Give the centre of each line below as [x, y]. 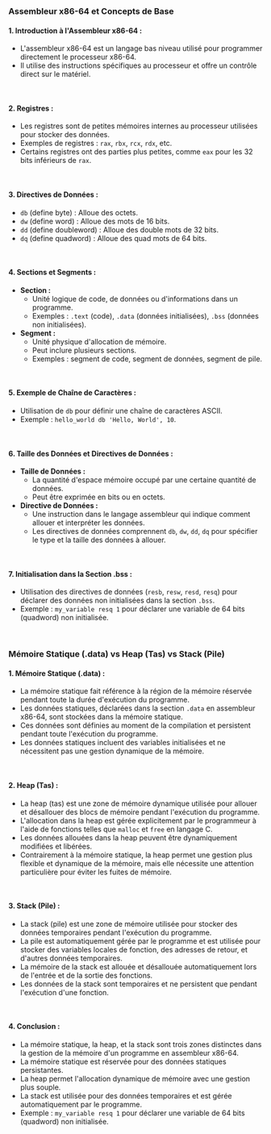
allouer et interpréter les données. [88, 523]
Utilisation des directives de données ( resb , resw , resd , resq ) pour [129, 592]
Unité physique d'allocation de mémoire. [99, 341]
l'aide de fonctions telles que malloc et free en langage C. [116, 829]
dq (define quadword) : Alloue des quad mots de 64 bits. [113, 238]
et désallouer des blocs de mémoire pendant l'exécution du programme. [140, 811]
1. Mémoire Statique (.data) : [57, 673]
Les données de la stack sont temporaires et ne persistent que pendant [139, 984]
